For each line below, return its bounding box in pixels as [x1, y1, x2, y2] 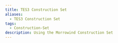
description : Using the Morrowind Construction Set [5, 30, 113, 35]
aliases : [5, 12, 23, 17]
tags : [5, 21, 16, 26]
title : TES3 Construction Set [5, 7, 67, 12]
